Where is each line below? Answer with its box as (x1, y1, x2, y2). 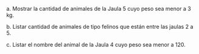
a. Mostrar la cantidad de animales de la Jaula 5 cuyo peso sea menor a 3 (6, 5, 192, 12)
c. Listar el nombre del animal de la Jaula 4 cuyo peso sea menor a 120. (6, 41, 186, 48)
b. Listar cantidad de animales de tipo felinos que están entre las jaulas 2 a (6, 23, 194, 30)
